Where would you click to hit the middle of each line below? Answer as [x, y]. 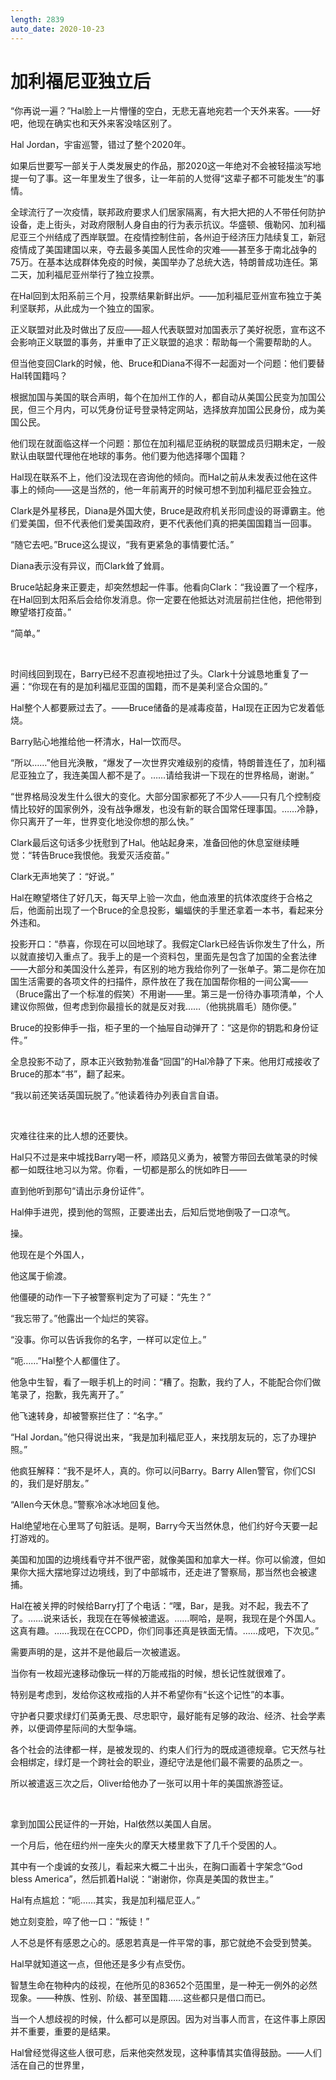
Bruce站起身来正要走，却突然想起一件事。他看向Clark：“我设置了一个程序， [166, 587]
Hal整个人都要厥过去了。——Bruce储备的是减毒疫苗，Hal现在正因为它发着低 [167, 708]
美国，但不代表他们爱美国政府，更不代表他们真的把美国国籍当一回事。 [172, 523]
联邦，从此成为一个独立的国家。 [93, 308]
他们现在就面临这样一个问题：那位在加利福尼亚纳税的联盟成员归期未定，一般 [168, 443]
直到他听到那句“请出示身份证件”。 [80, 1191]
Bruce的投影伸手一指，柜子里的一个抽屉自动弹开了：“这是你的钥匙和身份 [160, 1028]
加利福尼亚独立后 [81, 81]
